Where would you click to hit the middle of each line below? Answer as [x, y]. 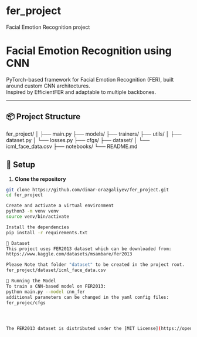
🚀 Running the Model [31, 281]
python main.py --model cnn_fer [45, 292]
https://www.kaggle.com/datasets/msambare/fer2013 [69, 254]
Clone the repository [40, 179]
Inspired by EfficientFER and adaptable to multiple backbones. [81, 92]
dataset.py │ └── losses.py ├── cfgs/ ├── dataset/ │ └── [78, 140]
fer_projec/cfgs [26, 303]
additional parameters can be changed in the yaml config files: [87, 297]
